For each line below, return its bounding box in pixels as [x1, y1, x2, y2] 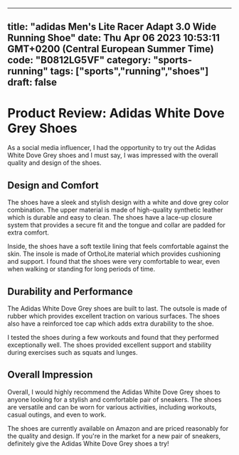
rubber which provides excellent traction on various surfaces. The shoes [7, 311, 221, 320]
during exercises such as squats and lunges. [7, 348, 138, 356]
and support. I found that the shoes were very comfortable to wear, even [7, 257, 221, 266]
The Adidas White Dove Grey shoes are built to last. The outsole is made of [7, 304, 228, 313]
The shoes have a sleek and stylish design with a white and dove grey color [7, 198, 229, 207]
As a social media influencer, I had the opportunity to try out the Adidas [7, 144, 216, 152]
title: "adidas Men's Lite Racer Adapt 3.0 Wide [7, 21, 217, 33]
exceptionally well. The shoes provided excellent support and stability [7, 341, 212, 349]
